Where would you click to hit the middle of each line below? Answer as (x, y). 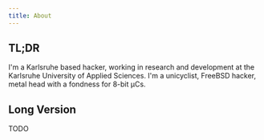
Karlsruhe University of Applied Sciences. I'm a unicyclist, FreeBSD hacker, (132, 76)
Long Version (42, 109)
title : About (30, 16)
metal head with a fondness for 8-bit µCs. (77, 84)
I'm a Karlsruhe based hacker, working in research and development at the (132, 67)
